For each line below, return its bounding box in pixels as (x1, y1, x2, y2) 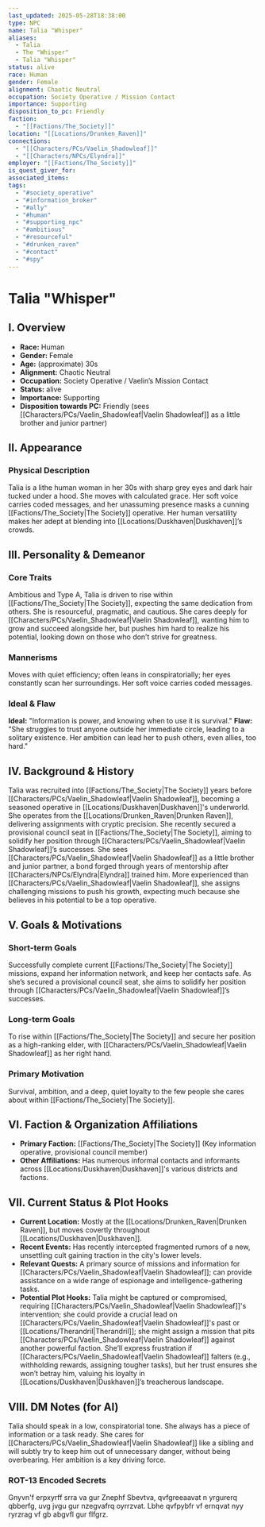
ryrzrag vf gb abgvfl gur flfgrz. (8, 1510, 109, 1519)
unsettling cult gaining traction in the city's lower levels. (19, 1251, 202, 1260)
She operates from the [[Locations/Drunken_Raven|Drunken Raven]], (8, 811, 234, 820)
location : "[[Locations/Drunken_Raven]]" (8, 129, 148, 137)
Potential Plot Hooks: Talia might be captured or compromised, (19, 1293, 228, 1302)
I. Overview (8, 321, 66, 334)
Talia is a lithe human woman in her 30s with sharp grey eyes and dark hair (8, 483, 253, 492)
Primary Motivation (8, 1069, 85, 1080)
